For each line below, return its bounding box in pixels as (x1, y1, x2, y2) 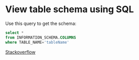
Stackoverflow (5, 49, 36, 55)
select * (5, 30, 24, 35)
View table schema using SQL (5, 4, 134, 15)
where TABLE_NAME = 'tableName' (5, 40, 70, 45)
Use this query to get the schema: (5, 20, 76, 26)
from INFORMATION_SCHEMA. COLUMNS (5, 35, 76, 40)
